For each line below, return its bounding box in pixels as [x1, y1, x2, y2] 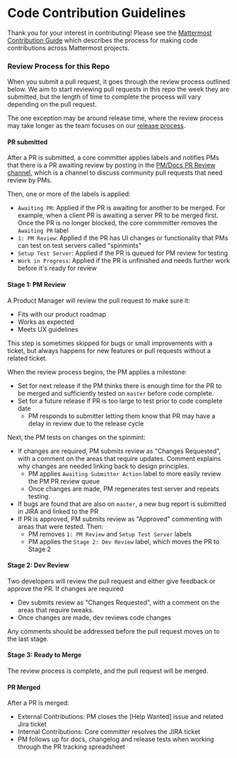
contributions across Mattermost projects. [7, 43, 130, 52]
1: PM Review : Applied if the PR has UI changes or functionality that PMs [17, 234, 229, 242]
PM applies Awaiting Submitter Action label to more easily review [28, 469, 221, 477]
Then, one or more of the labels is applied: [7, 190, 131, 198]
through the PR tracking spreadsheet [17, 742, 125, 751]
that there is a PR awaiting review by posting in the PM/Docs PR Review [7, 161, 216, 170]
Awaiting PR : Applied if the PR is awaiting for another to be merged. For [17, 204, 226, 212]
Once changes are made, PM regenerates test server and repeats [28, 484, 219, 493]
